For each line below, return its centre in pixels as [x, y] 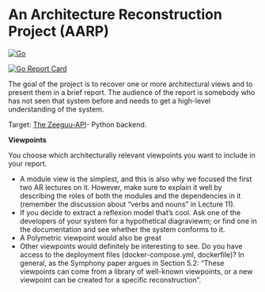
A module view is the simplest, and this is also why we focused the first [136, 179]
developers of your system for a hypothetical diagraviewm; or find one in [138, 221]
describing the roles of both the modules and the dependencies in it [130, 195]
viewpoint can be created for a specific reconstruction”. [110, 279]
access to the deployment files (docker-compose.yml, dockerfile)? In [132, 254]
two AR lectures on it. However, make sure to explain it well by [121, 187]
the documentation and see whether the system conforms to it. [122, 229]
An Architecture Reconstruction [115, 15]
